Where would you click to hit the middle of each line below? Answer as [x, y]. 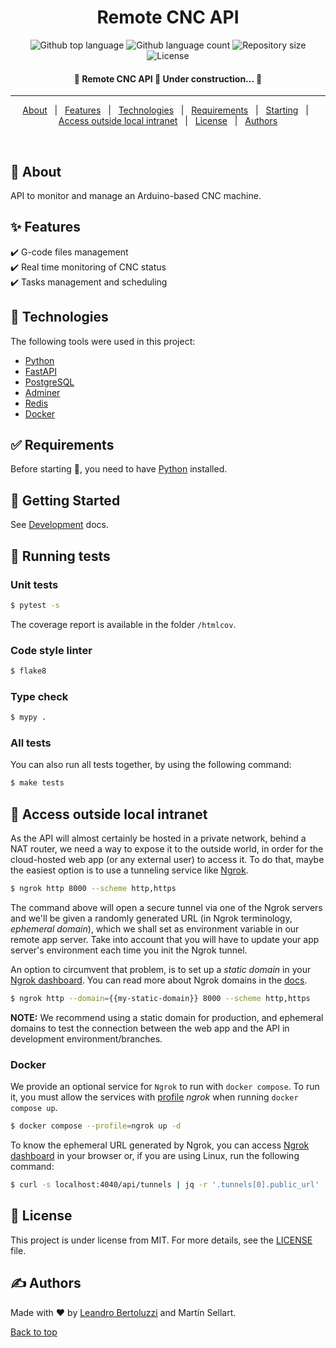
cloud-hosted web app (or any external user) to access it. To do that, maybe [167, 860]
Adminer [42, 392]
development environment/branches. [86, 1038]
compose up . [34, 1108]
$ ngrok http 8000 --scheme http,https [93, 889]
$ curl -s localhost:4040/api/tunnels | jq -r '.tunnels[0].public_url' [165, 1185]
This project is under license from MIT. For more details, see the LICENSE [161, 1240]
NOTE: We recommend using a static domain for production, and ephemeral [167, 1017]
